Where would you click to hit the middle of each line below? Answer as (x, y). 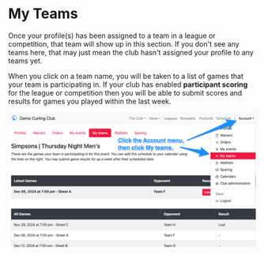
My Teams (43, 14)
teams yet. (25, 61)
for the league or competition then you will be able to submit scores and (125, 92)
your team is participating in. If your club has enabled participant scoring (128, 84)
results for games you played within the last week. (90, 101)
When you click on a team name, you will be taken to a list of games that (126, 76)
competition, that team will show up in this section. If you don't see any (124, 43)
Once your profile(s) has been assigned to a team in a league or (112, 36)
